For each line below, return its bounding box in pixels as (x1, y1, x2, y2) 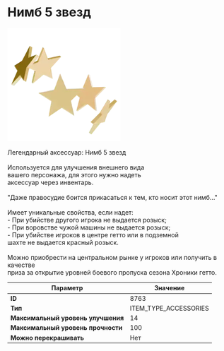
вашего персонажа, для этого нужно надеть (7, 170, 141, 179)
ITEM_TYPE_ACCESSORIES (129, 304, 210, 312)
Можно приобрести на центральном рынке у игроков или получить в (7, 253, 218, 261)
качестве (7, 261, 35, 269)
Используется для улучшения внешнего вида (7, 163, 145, 172)
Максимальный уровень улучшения (10, 314, 124, 322)
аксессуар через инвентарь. (7, 178, 94, 186)
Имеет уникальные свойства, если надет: (7, 208, 134, 216)
